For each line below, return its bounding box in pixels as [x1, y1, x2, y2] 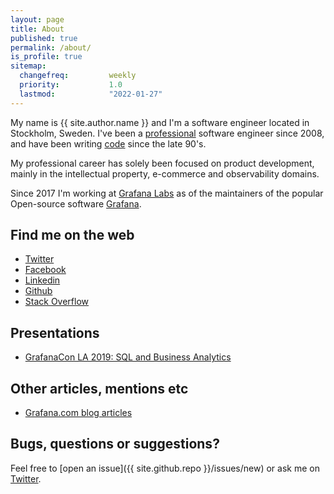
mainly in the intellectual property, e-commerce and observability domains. [10, 167, 320, 180]
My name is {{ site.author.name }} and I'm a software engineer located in [10, 116, 310, 128]
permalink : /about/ [10, 42, 92, 53]
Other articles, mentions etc [10, 380, 189, 397]
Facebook [24, 264, 67, 276]
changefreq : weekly [19, 71, 137, 81]
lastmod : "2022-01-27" [19, 89, 163, 99]
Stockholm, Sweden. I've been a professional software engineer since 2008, [10, 127, 325, 139]
